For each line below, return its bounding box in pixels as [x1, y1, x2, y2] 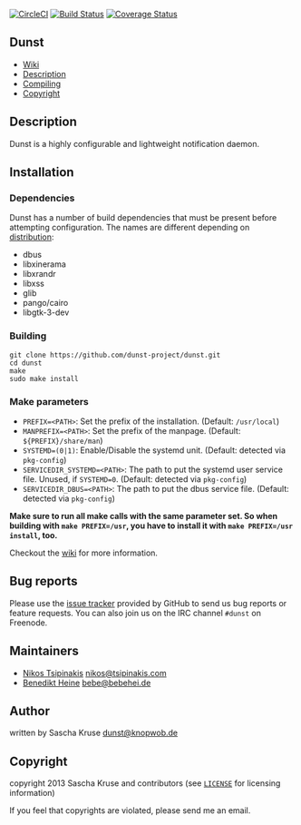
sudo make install [9, 374, 79, 383]
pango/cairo [22, 298, 69, 309]
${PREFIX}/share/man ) [22, 435, 103, 446]
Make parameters [9, 395, 89, 408]
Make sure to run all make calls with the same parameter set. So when [9, 510, 278, 521]
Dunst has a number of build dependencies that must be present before [9, 212, 277, 223]
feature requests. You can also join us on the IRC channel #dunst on [9, 607, 261, 618]
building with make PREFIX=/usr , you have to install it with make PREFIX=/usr [9, 520, 293, 531]
